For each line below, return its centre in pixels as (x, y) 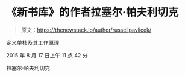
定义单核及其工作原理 (33, 42)
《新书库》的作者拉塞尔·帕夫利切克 (92, 12)
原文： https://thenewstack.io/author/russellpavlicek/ (86, 30)
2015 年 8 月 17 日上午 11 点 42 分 (47, 55)
